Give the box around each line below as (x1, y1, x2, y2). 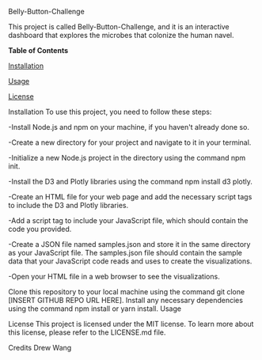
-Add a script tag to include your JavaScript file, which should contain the (8, 216, 249, 225)
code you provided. (8, 225, 72, 233)
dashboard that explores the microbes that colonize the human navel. (8, 31, 234, 40)
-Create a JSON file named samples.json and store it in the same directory (8, 240, 251, 248)
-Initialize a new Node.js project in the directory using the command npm (8, 153, 246, 162)
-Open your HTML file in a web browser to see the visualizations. (8, 272, 220, 281)
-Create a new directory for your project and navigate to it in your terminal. (8, 138, 252, 147)
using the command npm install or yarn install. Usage (8, 304, 182, 313)
